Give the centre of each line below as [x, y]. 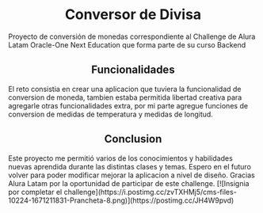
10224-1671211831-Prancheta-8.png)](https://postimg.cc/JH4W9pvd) [121, 200]
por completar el [35, 192]
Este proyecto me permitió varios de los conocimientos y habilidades [121, 158]
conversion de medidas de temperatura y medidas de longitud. [111, 114]
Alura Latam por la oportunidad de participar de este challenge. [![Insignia [129, 183]
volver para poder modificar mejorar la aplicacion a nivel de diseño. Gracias [131, 175]
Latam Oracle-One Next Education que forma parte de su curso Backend [127, 44]
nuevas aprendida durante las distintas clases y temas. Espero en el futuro [130, 166]
